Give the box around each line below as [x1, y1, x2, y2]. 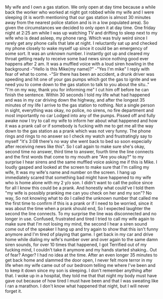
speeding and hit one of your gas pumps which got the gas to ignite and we [5, 76, 157, 82]
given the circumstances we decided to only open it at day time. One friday [5, 25, 156, 31]
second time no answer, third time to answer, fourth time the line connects [5, 149, 154, 155]
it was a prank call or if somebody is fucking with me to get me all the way [5, 123, 154, 128]
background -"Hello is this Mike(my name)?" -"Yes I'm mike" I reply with [5, 66, 150, 72]
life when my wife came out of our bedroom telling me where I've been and [5, 263, 156, 268]
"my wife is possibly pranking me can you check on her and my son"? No [5, 190, 152, 196]
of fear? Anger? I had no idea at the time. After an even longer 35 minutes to [5, 252, 158, 258]
